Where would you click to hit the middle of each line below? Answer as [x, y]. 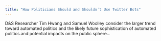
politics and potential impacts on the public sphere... [58, 33]
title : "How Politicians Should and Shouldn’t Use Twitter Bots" [73, 9]
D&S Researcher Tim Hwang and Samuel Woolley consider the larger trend [80, 23]
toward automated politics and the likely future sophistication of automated [81, 28]
